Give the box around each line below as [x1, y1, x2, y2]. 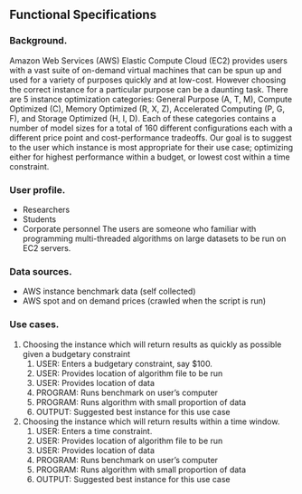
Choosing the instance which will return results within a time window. [22, 416, 280, 427]
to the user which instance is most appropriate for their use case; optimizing [9, 141, 294, 152]
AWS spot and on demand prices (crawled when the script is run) [22, 295, 267, 306]
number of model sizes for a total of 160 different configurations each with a [9, 122, 293, 133]
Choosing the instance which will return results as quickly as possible [22, 339, 282, 350]
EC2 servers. [22, 242, 71, 253]
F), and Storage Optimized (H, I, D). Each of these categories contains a [9, 112, 277, 123]
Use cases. [9, 318, 60, 331]
